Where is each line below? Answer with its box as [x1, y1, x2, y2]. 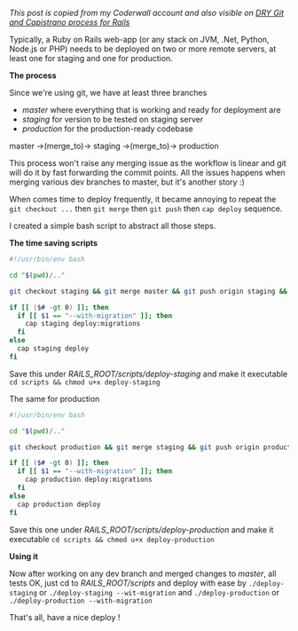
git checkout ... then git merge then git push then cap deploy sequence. [9, 203, 283, 214]
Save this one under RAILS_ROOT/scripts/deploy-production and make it [9, 524, 274, 535]
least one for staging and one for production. [9, 53, 173, 63]
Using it [9, 550, 38, 562]
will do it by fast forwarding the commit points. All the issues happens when [9, 168, 286, 177]
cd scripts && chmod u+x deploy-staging [9, 377, 161, 387]
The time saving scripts [9, 238, 98, 248]
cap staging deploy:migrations [25, 319, 141, 328]
